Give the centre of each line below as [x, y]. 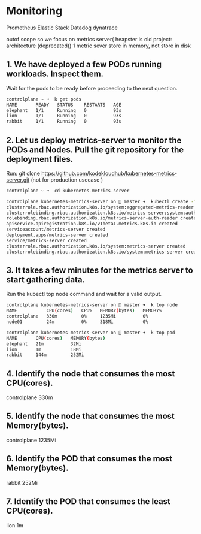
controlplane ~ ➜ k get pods [44, 99]
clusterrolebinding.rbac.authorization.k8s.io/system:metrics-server [95, 252]
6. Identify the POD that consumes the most [89, 459]
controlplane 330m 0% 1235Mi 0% [77, 316]
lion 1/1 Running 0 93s [64, 116]
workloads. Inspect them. [55, 74]
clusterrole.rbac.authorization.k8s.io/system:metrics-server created [96, 246]
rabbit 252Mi [22, 482]
